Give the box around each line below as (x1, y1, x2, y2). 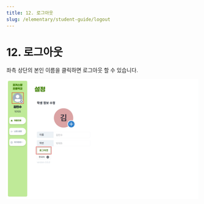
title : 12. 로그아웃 (6, 10, 54, 16)
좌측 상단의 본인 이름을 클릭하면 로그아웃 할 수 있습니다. (6, 67, 139, 74)
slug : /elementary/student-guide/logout (6, 16, 111, 23)
